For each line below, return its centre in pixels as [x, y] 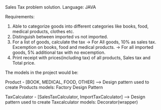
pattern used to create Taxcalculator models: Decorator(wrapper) [72, 102]
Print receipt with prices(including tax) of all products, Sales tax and [81, 58]
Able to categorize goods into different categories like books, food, [80, 26]
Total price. [24, 63]
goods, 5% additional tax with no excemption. [59, 52]
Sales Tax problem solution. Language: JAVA [51, 7]
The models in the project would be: [42, 73]
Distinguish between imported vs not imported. [60, 37]
